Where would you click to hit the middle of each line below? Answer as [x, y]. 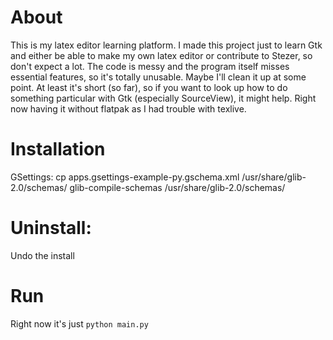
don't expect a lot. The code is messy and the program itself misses [150, 66]
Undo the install [42, 255]
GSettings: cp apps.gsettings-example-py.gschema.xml [125, 177]
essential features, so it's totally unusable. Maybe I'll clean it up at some [158, 77]
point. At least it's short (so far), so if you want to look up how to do [149, 87]
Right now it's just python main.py [79, 323]
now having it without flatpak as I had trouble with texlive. [128, 108]
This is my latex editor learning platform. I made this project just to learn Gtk [166, 45]
